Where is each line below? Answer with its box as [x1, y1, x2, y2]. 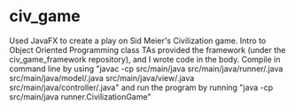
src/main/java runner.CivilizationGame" [9, 91, 151, 102]
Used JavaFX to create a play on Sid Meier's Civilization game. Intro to [9, 35, 267, 46]
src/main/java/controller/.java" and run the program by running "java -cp [9, 82, 274, 92]
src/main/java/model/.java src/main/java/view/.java [9, 72, 195, 83]
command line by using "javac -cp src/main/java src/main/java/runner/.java [9, 63, 283, 74]
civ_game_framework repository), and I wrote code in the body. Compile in [9, 54, 281, 64]
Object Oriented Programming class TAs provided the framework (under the [9, 44, 286, 55]
